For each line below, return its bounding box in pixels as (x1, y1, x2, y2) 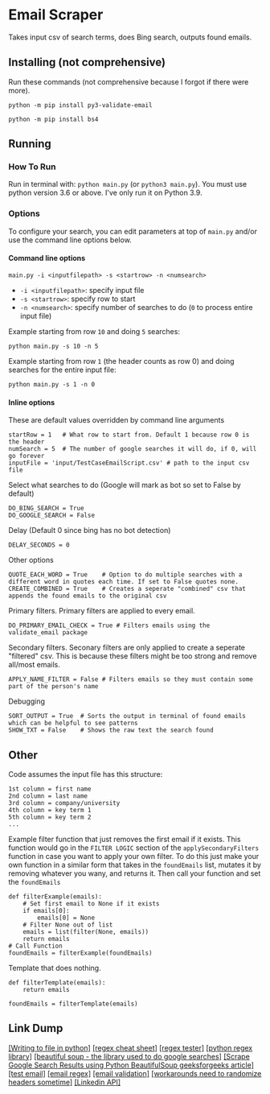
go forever (8, 452, 45, 460)
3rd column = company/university (8, 799, 121, 807)
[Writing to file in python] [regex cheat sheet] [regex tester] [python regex (8, 1042, 253, 1052)
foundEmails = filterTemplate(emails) (8, 1000, 138, 1008)
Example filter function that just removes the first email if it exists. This (8, 834, 241, 844)
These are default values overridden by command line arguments (8, 415, 225, 425)
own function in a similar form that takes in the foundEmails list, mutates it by (8, 860, 261, 869)
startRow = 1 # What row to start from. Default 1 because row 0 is (8, 431, 250, 440)
